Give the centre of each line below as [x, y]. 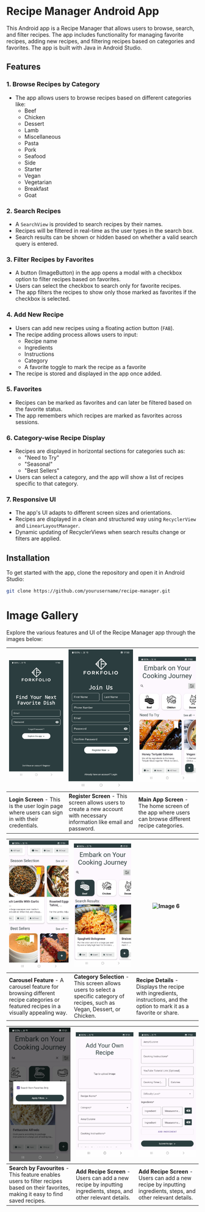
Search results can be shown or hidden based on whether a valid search [106, 237]
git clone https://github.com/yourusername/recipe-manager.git [88, 591]
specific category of [99, 996]
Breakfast [36, 188]
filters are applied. [38, 538]
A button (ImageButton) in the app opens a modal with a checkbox [99, 273]
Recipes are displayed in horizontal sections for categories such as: [100, 451]
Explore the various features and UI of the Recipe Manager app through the [101, 633]
